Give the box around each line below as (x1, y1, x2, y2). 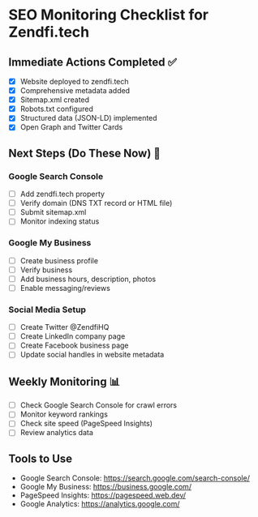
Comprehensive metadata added (19, 86, 131, 96)
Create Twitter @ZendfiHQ (19, 323, 110, 332)
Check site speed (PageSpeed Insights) (19, 419, 153, 429)
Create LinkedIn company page (19, 331, 126, 341)
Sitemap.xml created (19, 95, 90, 105)
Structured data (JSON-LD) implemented (19, 113, 157, 123)
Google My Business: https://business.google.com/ (19, 482, 192, 492)
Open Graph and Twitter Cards (19, 122, 123, 132)
